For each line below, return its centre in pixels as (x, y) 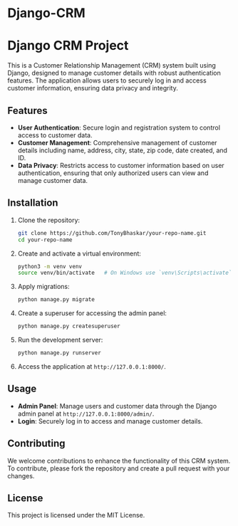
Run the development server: (60, 340)
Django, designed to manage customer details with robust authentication (114, 73)
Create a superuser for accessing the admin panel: (92, 313)
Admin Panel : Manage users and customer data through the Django (117, 406)
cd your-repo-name (45, 240)
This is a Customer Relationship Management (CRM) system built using (112, 65)
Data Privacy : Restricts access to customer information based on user (121, 165)
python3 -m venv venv (50, 266)
